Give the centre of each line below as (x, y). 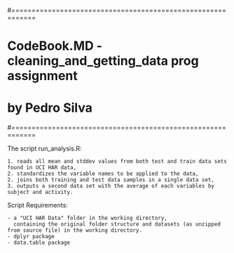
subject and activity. (40, 193)
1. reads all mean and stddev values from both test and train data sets (117, 162)
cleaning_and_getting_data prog (103, 61)
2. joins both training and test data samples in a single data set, (111, 180)
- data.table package (39, 243)
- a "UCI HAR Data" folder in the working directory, (88, 218)
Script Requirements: (37, 205)
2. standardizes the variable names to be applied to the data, (103, 174)
